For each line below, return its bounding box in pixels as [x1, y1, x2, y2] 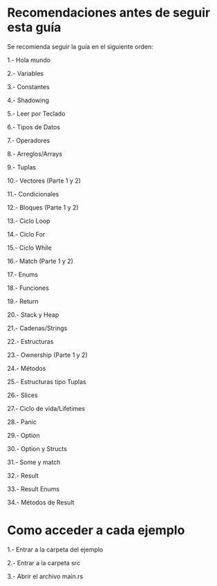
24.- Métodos [7, 364, 46, 372]
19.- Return [7, 297, 39, 305]
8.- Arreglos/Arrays [7, 149, 62, 158]
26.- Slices [7, 391, 38, 399]
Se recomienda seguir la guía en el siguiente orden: [7, 42, 153, 51]
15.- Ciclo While [7, 244, 52, 252]
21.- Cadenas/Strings [7, 324, 68, 332]
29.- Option [7, 431, 40, 439]
